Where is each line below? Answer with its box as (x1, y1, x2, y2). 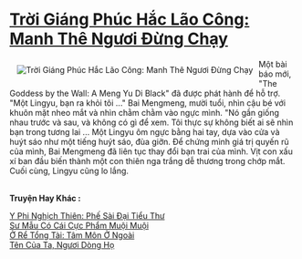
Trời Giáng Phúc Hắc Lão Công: (9, 9, 250, 30)
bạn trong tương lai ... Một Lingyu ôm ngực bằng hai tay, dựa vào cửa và (9, 126, 280, 137)
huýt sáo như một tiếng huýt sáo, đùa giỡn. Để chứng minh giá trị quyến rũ (9, 136, 289, 147)
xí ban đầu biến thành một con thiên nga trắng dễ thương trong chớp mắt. (9, 155, 286, 166)
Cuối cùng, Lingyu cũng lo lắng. (9, 165, 130, 176)
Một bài (258, 58, 287, 69)
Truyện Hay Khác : (9, 192, 81, 203)
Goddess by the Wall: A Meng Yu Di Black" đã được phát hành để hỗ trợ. (9, 88, 281, 98)
